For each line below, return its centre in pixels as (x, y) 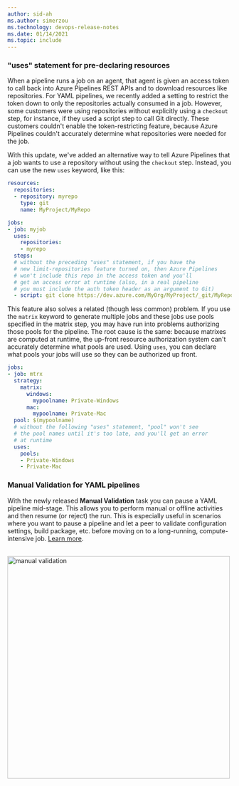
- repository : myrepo (46, 197)
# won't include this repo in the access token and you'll (103, 276)
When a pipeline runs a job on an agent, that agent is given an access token (118, 81)
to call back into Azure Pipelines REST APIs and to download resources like (117, 88)
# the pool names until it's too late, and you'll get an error (111, 434)
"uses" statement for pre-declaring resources (89, 65)
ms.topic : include (34, 41)
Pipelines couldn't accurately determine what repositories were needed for (117, 134)
